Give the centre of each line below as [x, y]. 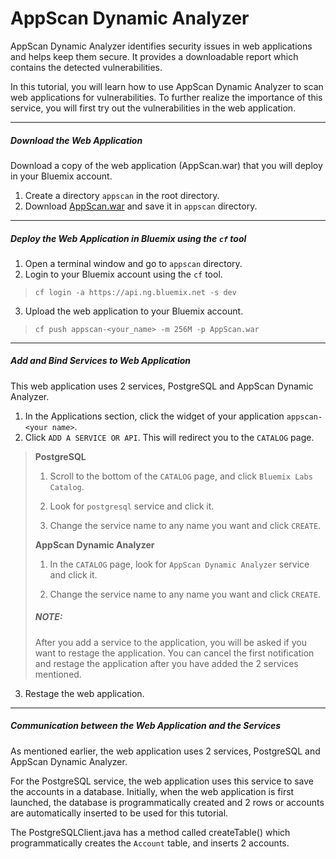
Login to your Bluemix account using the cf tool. [123, 274]
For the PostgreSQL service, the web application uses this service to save [162, 781]
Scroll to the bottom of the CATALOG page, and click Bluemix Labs [181, 476]
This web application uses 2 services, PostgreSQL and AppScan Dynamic [162, 386]
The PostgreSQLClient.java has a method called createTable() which [150, 832]
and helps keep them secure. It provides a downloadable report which [154, 56]
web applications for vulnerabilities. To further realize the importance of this [166, 97]
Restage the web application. [84, 693]
